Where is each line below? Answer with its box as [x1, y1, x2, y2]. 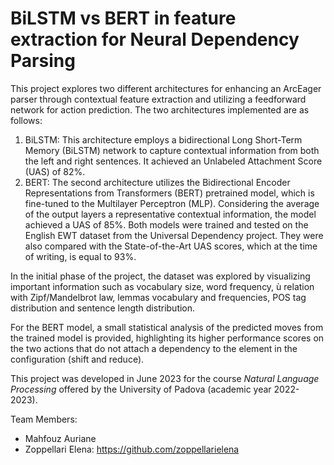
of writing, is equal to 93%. [24, 250, 137, 262]
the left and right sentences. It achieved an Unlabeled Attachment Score [24, 155, 323, 167]
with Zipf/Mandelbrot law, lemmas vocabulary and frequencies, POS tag [10, 291, 307, 303]
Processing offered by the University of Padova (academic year [10, 383, 272, 395]
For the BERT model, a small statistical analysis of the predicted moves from [10, 321, 324, 333]
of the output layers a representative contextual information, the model [24, 208, 317, 220]
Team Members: [10, 413, 78, 425]
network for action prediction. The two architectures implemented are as [10, 103, 310, 116]
